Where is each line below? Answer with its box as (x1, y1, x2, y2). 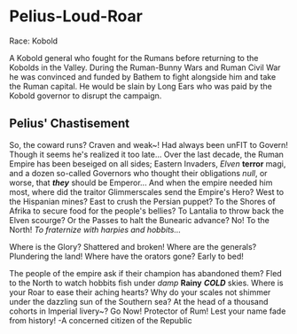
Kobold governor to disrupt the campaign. (9, 90, 162, 101)
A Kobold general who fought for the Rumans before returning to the (9, 52, 259, 63)
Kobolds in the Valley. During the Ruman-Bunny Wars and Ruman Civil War (9, 62, 281, 73)
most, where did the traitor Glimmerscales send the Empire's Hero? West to (9, 186, 285, 197)
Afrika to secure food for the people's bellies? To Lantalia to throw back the (9, 206, 285, 216)
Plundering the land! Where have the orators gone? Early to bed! (9, 251, 244, 261)
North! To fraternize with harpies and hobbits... (9, 224, 182, 235)
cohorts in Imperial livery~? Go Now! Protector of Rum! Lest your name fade (9, 306, 286, 316)
